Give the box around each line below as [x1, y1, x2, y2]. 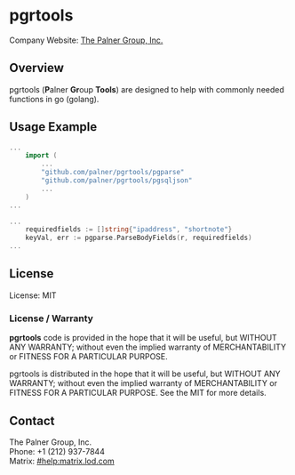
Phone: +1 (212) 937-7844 [9, 446, 105, 456]
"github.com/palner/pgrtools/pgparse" [41, 168, 185, 177]
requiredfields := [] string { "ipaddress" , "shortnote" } [25, 225, 233, 234]
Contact [9, 413, 55, 428]
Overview [9, 60, 65, 76]
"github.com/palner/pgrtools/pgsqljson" [41, 176, 193, 185]
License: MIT [9, 290, 57, 301]
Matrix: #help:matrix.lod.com [9, 455, 116, 466]
